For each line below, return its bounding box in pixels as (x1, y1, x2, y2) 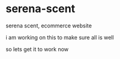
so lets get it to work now (5, 45, 69, 53)
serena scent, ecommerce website (5, 22, 92, 29)
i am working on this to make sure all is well (5, 33, 115, 41)
